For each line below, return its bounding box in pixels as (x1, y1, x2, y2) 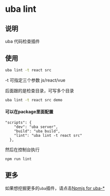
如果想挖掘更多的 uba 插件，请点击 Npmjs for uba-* (5, 185, 105, 191)
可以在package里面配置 (5, 109, 54, 115)
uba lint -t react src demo (5, 97, 63, 102)
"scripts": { (5, 120, 32, 125)
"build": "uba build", (14, 128, 60, 134)
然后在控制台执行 (5, 147, 40, 153)
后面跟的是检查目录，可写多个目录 (5, 87, 74, 93)
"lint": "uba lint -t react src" (14, 133, 82, 138)
